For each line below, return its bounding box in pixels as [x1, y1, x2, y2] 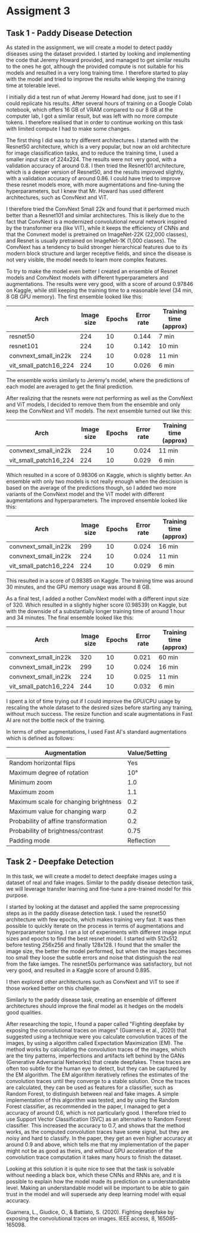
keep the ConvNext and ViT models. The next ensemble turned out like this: [6, 407, 192, 414]
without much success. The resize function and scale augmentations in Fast [6, 711, 193, 717]
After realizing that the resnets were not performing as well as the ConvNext [6, 395, 193, 401]
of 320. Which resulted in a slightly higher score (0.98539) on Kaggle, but [6, 601, 187, 608]
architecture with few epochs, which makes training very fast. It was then [6, 915, 186, 923]
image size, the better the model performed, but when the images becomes [6, 948, 192, 955]
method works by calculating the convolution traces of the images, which [6, 1046, 186, 1053]
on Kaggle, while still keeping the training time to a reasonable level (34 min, [6, 287, 193, 294]
